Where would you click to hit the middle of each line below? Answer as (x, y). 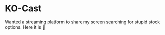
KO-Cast (23, 9)
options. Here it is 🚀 (25, 27)
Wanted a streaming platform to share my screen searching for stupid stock (82, 22)
